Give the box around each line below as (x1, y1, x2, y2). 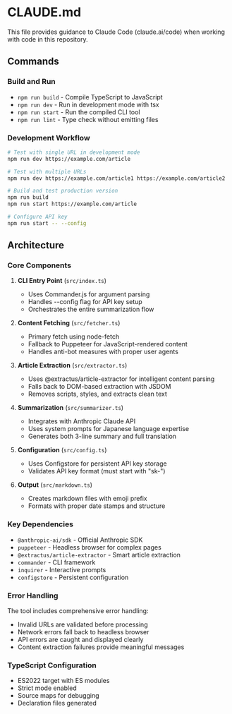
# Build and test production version (7, 188, 118, 195)
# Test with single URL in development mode (7, 149, 140, 156)
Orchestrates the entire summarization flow (28, 305, 154, 314)
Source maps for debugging (17, 691, 99, 700)
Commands (7, 56, 60, 68)
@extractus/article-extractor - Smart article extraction (17, 550, 181, 559)
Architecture (7, 239, 65, 251)
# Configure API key (7, 213, 68, 221)
